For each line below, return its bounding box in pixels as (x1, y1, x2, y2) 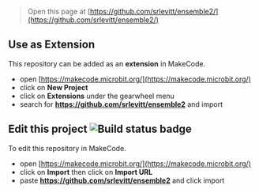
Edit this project (8, 123, 88, 136)
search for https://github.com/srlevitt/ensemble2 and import (19, 99, 223, 109)
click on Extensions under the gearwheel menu (19, 91, 175, 100)
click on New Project (19, 82, 88, 92)
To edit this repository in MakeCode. (8, 143, 126, 153)
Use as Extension (8, 38, 96, 51)
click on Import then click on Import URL (19, 167, 153, 176)
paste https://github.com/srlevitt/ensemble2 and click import (19, 176, 225, 185)
